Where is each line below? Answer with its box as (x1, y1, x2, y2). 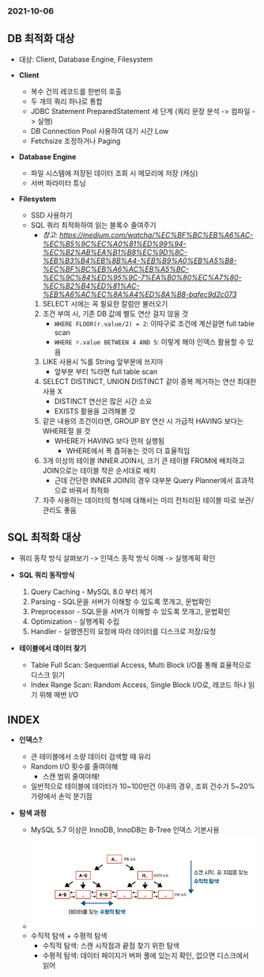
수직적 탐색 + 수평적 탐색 (30, 931, 107, 941)
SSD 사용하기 (30, 210, 73, 219)
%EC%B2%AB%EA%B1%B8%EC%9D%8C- (42, 247, 187, 257)
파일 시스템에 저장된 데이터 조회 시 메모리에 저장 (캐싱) (30, 168, 198, 177)
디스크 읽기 (30, 670, 65, 679)
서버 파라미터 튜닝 (30, 178, 86, 188)
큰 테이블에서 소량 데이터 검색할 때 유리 (30, 752, 152, 762)
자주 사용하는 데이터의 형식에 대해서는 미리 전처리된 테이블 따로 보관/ (42, 495, 255, 504)
